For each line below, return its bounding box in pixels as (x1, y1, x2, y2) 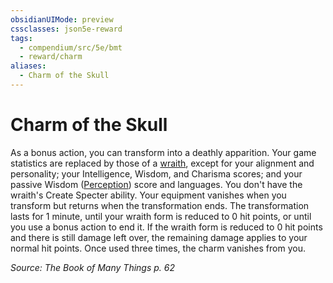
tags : (10, 33, 33, 43)
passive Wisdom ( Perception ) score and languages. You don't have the (10, 178, 303, 190)
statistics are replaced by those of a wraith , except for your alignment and (10, 157, 315, 169)
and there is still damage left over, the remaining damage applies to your (10, 231, 308, 243)
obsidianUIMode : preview (10, 14, 114, 25)
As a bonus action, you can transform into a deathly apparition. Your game (10, 146, 317, 158)
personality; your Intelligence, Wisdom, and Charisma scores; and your (10, 167, 303, 180)
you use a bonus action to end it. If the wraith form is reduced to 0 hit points (10, 221, 323, 233)
